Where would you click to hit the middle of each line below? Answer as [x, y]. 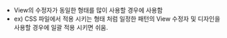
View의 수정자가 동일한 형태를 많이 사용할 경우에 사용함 [88, 10]
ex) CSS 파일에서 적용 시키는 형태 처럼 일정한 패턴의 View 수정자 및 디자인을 [117, 19]
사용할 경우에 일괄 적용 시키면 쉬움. [61, 27]
